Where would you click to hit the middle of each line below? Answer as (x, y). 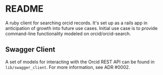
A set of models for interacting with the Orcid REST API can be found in (80, 62)
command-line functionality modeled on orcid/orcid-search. (68, 33)
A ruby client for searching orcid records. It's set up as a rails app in (76, 23)
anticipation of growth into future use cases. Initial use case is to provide (81, 28)
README (24, 9)
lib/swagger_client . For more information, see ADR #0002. (68, 67)
